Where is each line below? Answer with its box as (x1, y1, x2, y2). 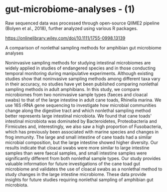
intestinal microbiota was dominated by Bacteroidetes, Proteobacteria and (5, 118, 157, 124)
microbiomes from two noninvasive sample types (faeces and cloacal (5, 91, 148, 97)
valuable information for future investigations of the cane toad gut (5, 160, 141, 166)
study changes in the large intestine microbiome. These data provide (5, 171, 147, 177)
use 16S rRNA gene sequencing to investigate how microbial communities (5, 102, 157, 108)
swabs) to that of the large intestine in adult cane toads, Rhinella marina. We (5, 96, 162, 103)
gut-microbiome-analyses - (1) (5, 3, 135, 15)
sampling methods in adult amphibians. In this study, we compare (5, 86, 140, 92)
